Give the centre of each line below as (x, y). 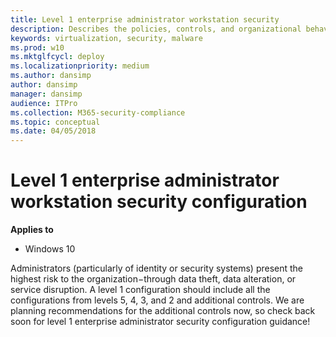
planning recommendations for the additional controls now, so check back (163, 311)
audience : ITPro (44, 103)
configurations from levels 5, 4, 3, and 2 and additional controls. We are (157, 300)
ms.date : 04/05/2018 (53, 131)
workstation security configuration (159, 202)
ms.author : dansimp (51, 76)
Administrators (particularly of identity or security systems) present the (157, 268)
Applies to (32, 230)
